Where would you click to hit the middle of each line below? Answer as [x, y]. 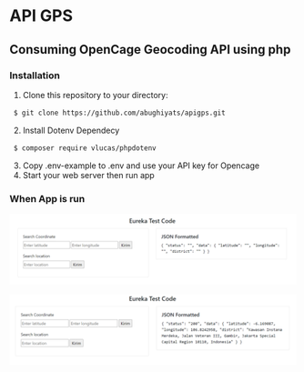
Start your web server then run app [88, 175]
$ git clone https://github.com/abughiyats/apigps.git [119, 113]
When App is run [47, 198]
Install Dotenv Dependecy [71, 130]
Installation [35, 75]
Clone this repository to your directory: [95, 95]
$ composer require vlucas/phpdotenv [85, 148]
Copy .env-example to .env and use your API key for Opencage [141, 166]
